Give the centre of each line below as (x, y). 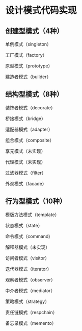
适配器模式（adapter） (29, 129)
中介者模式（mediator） (30, 290)
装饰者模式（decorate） (30, 107)
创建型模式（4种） (34, 31)
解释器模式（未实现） (28, 247)
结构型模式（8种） (34, 94)
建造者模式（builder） (28, 77)
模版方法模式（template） (32, 215)
